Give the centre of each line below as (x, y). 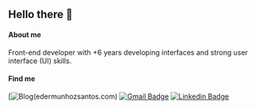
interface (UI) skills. (40, 61)
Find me (22, 79)
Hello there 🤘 (41, 15)
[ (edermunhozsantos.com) (63, 96)
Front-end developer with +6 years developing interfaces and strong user (128, 52)
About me (25, 34)
